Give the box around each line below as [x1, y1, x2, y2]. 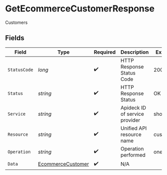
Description [120, 48, 149, 55]
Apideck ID [120, 104, 147, 111]
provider [120, 116, 141, 123]
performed [120, 151, 146, 158]
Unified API [120, 125, 147, 132]
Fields [5, 34, 25, 42]
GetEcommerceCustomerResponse [5, 3, 155, 14]
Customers [5, 19, 28, 25]
